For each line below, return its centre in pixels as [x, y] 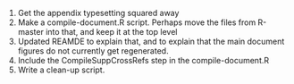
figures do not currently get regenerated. [93, 51]
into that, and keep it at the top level [112, 32]
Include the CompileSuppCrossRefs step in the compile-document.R [143, 60]
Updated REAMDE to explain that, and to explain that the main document [151, 41]
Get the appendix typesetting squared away [98, 13]
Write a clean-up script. [61, 70]
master [31, 32]
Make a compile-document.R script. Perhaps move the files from [137, 22]
